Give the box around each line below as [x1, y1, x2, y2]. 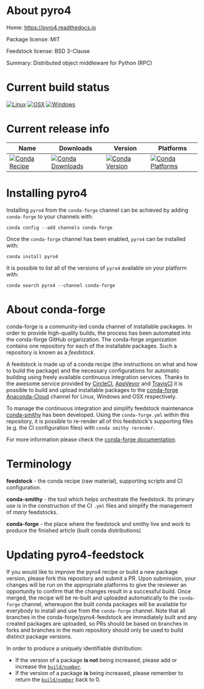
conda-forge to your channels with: [6, 212, 93, 220]
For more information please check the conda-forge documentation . [6, 436, 177, 443]
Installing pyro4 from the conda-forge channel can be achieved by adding [6, 206, 189, 214]
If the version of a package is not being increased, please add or [15, 656, 177, 663]
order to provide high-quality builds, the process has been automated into [6, 329, 191, 337]
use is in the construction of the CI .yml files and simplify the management [6, 502, 192, 509]
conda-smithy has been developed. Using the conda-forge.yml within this [6, 411, 190, 418]
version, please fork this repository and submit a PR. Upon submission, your [6, 575, 196, 582]
